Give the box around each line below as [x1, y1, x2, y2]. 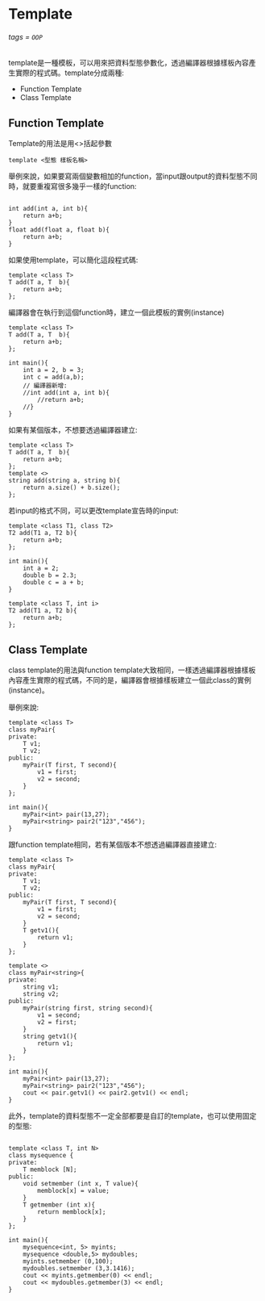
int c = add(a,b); [23, 373, 85, 382]
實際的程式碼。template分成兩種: [14, 68, 125, 77]
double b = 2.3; [23, 571, 78, 579]
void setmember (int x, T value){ [23, 1180, 139, 1188]
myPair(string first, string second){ [23, 1004, 153, 1013]
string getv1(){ [23, 1032, 78, 1041]
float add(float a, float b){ [8, 226, 110, 234]
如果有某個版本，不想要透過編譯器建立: [8, 425, 139, 435]
